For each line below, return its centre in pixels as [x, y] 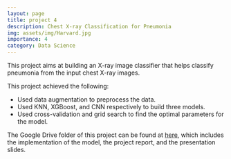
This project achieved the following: [58, 86]
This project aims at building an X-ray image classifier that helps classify [111, 65]
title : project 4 [32, 20]
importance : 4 [28, 39]
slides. [17, 150]
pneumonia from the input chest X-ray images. [74, 73]
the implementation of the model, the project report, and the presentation [111, 142]
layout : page [26, 13]
